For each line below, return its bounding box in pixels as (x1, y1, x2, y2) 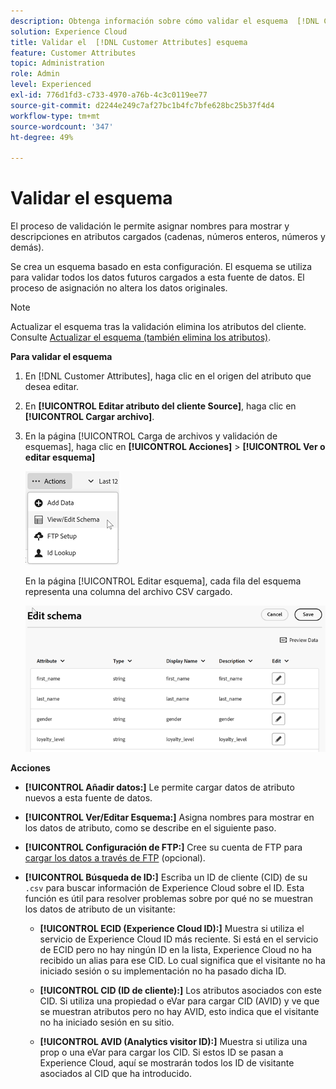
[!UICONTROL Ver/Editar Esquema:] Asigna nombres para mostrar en (24, 811, 315, 824)
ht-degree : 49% (10, 132, 74, 142)
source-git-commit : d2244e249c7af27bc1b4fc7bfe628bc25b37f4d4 (10, 100, 275, 110)
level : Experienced (10, 80, 92, 90)
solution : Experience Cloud (10, 26, 128, 37)
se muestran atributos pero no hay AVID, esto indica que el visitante (39, 1006, 320, 1018)
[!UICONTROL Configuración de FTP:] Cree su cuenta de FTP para (24, 841, 303, 854)
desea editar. (24, 381, 80, 393)
